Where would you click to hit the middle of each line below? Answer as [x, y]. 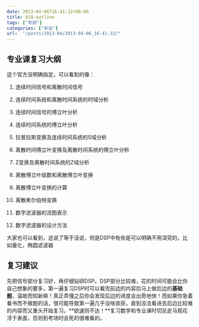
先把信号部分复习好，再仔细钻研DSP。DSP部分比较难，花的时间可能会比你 [97, 281]
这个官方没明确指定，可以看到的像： [51, 74]
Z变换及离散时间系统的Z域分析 [52, 162]
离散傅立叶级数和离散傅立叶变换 [54, 174]
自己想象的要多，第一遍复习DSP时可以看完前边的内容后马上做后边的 [90, 288]
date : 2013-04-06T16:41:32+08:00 [48, 12]
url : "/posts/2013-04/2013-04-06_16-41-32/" [63, 34]
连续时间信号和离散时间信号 [49, 87]
